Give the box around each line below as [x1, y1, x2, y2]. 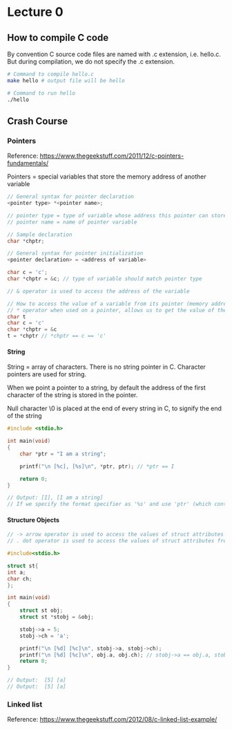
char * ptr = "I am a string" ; [19, 450, 107, 457]
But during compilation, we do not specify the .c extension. [7, 57, 175, 66]
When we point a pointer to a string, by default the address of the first [7, 383, 206, 392]
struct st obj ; [19, 607, 64, 614]
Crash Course [7, 115, 68, 127]
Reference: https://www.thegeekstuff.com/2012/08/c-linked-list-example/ [7, 715, 217, 724]
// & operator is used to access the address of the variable [7, 288, 190, 295]
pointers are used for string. [7, 370, 87, 378]
